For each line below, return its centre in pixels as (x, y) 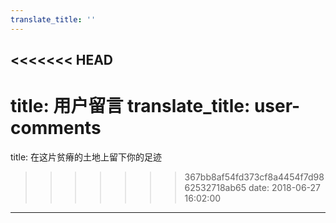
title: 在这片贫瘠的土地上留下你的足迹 (86, 157)
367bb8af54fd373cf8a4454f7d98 (254, 177)
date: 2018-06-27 (285, 187)
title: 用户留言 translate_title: (130, 106)
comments (56, 128)
